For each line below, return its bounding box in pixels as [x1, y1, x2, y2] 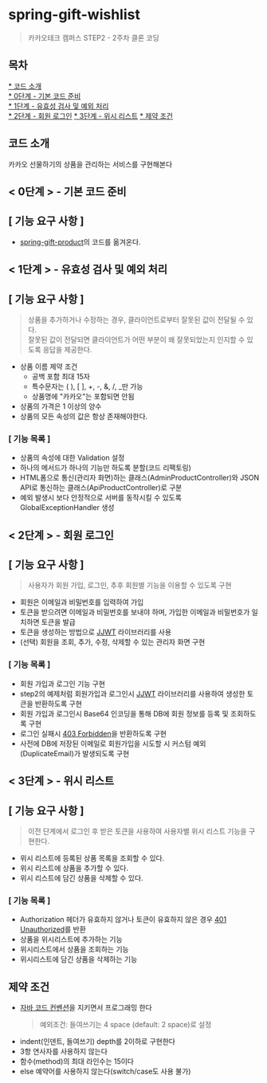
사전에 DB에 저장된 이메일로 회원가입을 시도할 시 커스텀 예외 [19, 739, 206, 748]
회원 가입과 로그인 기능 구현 [19, 679, 106, 689]
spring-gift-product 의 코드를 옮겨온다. [19, 237, 141, 246]
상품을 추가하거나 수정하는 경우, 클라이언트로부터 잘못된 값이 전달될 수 [27, 315, 245, 324]
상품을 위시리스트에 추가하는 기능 [19, 935, 123, 944]
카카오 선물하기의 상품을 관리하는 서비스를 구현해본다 [8, 159, 173, 169]
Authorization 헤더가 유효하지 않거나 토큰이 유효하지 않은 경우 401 [19, 915, 227, 924]
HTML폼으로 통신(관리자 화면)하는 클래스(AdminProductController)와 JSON [19, 473, 260, 483]
